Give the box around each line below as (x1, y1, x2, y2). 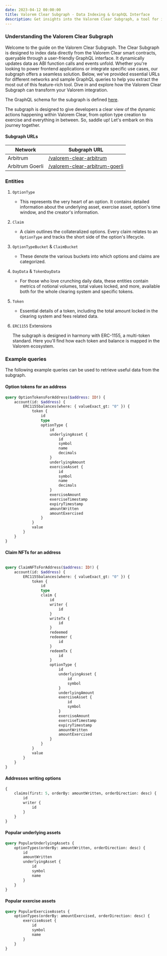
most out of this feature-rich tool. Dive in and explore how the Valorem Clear (5, 81, 162, 87)
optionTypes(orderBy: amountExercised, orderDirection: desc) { (14, 914, 150, 919)
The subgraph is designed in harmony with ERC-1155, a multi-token (12, 332, 150, 338)
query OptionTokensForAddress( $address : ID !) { (5, 395, 106, 400)
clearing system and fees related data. (19, 313, 98, 319)
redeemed (49, 630, 68, 635)
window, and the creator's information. (19, 209, 99, 215)
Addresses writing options (5, 775, 61, 781)
